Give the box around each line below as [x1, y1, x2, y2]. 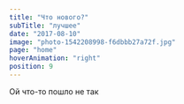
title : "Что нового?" [9, 12, 89, 22]
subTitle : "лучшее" [9, 21, 81, 30]
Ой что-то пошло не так [9, 85, 99, 97]
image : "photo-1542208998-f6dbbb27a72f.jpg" [9, 37, 176, 47]
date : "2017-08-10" [9, 29, 81, 38]
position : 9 [9, 63, 53, 71]
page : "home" [9, 46, 57, 55]
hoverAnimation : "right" [9, 54, 101, 63]
